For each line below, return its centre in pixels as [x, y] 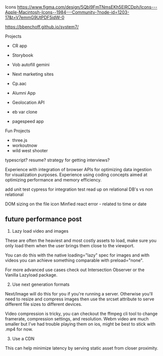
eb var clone [25, 112]
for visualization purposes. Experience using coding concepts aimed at [76, 175]
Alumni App [24, 93]
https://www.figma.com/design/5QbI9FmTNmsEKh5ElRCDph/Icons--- [87, 7]
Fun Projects [18, 131]
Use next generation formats [41, 284]
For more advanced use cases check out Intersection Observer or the [75, 270]
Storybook [23, 55]
